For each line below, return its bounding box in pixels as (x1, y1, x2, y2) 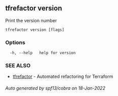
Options (5, 39, 25, 46)
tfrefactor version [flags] (5, 27, 65, 32)
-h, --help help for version (10, 51, 76, 56)
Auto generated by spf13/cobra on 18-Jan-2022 (5, 85, 105, 91)
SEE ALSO (5, 62, 31, 69)
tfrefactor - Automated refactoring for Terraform (12, 73, 113, 80)
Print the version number (5, 17, 57, 23)
